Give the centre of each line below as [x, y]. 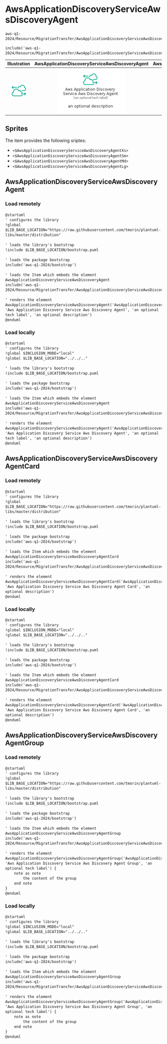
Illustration [19, 64]
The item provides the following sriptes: [46, 140]
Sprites [17, 128]
